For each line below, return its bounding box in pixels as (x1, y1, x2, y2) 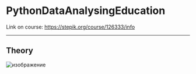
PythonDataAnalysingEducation (6, 4, 166, 17)
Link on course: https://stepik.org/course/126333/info (6, 23, 135, 30)
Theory (6, 45, 34, 56)
